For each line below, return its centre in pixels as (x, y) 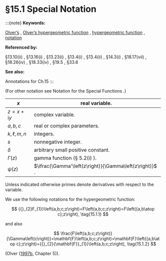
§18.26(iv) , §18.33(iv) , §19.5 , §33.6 (42, 62)
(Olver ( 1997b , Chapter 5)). (32, 253)
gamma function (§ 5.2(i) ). (65, 158)
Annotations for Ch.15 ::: (29, 81)
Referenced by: (21, 47)
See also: (15, 72)
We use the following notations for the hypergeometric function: (70, 199)
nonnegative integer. (58, 142)
